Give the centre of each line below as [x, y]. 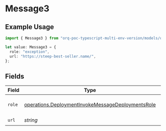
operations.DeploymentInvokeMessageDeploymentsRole [90, 105]
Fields [15, 76]
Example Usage [30, 27]
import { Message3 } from [32, 38]
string [31, 120]
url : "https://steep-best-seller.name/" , [53, 56]
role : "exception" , [30, 52]
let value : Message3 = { [31, 47]
